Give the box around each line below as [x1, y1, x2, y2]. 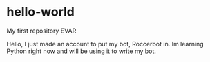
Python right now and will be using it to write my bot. [6, 47, 157, 55]
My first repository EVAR [6, 27, 77, 35]
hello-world [6, 4, 75, 20]
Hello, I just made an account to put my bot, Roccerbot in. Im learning [6, 40, 204, 48]
